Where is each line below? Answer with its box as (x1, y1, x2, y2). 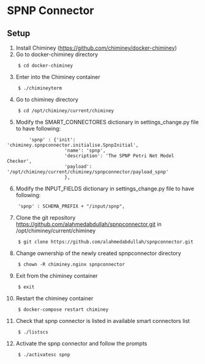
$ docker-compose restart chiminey (18, 306, 109, 313)
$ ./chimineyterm (18, 85, 62, 91)
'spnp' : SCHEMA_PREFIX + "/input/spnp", (18, 203, 125, 209)
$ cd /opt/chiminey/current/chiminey (18, 108, 114, 114)
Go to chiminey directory (15, 96, 78, 103)
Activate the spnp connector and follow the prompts (15, 340, 147, 347)
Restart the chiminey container (15, 295, 94, 302)
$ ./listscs (18, 329, 48, 335)
